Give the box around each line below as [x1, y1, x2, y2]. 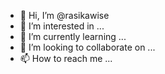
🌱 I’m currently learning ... [19, 31, 127, 42]
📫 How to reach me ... [19, 53, 113, 64]
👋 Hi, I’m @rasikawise [19, 10, 110, 21]
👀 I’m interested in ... [19, 20, 105, 32]
